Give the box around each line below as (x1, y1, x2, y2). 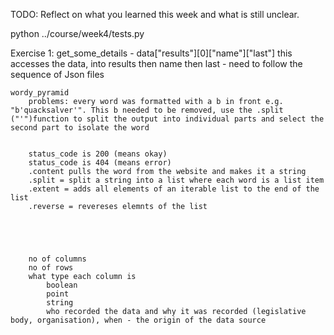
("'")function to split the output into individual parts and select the (10, 114, 325, 124)
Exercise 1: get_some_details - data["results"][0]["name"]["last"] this (10, 47, 293, 59)
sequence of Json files (10, 69, 105, 80)
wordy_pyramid (10, 88, 70, 98)
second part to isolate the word (10, 123, 150, 133)
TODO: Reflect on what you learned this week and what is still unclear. (10, 9, 300, 20)
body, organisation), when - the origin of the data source (10, 315, 267, 325)
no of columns (28, 254, 87, 264)
